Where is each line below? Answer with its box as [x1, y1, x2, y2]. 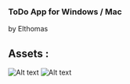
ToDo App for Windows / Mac [8, 6, 123, 17]
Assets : [8, 46, 49, 60]
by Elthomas [8, 24, 49, 34]
